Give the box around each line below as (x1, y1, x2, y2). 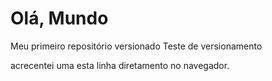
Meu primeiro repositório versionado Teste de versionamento (10, 40, 263, 52)
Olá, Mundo (10, 7, 109, 30)
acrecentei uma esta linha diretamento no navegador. (10, 59, 230, 71)
